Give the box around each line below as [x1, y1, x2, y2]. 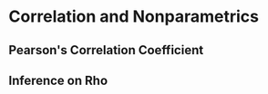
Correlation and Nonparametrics [8, 6, 259, 27]
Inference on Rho [8, 72, 108, 88]
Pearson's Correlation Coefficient [8, 42, 204, 58]
